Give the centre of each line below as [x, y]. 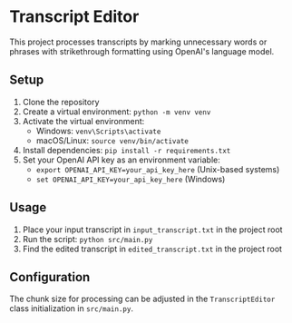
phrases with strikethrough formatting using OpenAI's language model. [142, 51]
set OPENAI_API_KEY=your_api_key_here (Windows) [131, 179]
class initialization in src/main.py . [72, 308]
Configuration [50, 277]
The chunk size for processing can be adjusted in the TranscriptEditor [142, 299]
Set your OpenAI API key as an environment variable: [121, 160]
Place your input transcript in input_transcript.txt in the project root [152, 230]
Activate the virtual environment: [83, 121]
